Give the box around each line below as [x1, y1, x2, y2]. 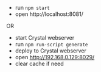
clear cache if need [15, 60, 64, 67]
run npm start [15, 4, 50, 11]
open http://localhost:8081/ [15, 10, 84, 18]
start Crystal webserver [15, 34, 75, 41]
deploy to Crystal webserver [15, 47, 87, 54]
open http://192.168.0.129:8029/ [15, 54, 95, 60]
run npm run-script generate [15, 41, 88, 48]
